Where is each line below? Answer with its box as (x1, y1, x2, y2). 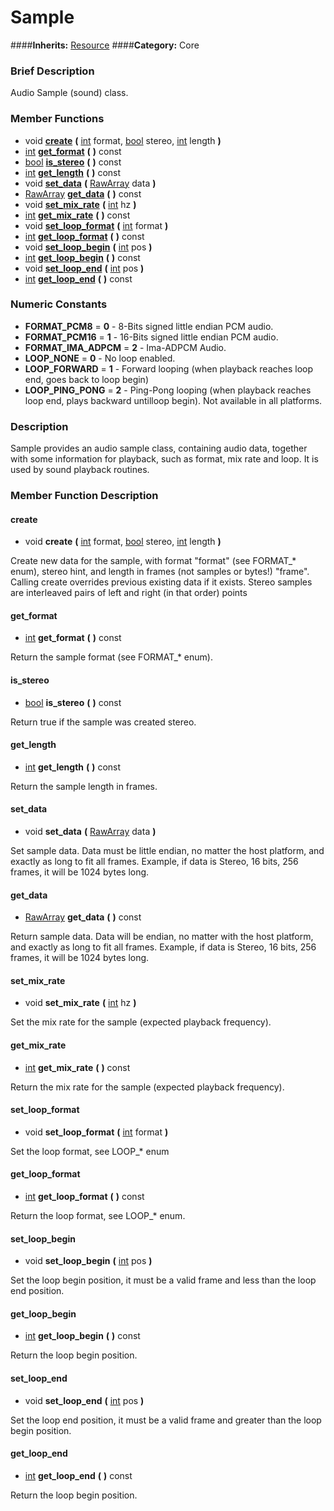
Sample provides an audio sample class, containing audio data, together (10, 442, 308, 455)
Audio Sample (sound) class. (10, 87, 129, 99)
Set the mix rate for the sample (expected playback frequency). (10, 1016, 272, 1028)
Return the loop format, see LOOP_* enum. (10, 1210, 186, 1222)
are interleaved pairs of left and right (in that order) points (10, 587, 248, 599)
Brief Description (10, 64, 95, 78)
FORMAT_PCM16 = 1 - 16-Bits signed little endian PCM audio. (24, 331, 279, 343)
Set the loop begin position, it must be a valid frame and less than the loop (10, 1274, 317, 1286)
